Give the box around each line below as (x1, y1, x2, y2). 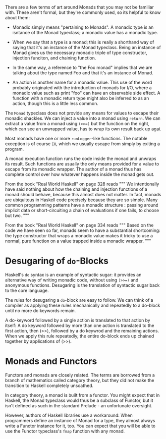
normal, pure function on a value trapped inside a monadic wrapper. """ (5, 238, 151, 244)
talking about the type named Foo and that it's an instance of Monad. (12, 70, 154, 76)
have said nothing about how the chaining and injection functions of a (5, 186, 148, 192)
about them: (5, 15, 30, 20)
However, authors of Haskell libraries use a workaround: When (5, 412, 133, 418)
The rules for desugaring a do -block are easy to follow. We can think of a (5, 297, 154, 303)
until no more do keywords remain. (5, 307, 76, 314)
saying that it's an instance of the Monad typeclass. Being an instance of (12, 45, 161, 50)
